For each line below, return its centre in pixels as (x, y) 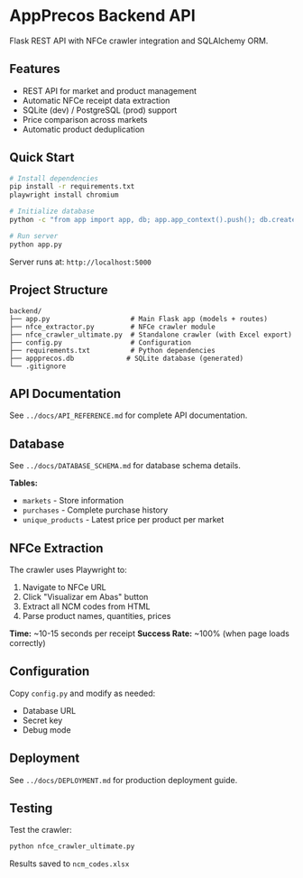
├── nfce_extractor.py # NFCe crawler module (113, 327)
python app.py (36, 245)
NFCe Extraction (56, 548)
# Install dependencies (54, 178)
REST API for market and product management (109, 90)
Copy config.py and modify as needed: (83, 693)
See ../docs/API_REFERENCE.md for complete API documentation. (129, 415)
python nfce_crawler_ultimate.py (72, 846)
